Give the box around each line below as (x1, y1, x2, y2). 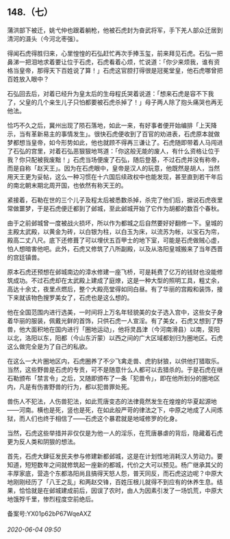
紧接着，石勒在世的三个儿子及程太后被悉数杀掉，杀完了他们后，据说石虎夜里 (7, 195, 223, 204)
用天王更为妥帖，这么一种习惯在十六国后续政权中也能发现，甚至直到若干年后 (7, 172, 223, 180)
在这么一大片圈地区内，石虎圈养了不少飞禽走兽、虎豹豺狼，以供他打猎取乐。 (7, 357, 223, 365)
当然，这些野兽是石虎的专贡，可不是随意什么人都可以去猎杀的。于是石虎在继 (7, 366, 223, 374)
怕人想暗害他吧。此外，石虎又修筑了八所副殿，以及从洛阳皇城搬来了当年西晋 (7, 244, 223, 252)
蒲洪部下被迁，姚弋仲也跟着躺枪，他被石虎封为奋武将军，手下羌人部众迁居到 (7, 26, 223, 34)
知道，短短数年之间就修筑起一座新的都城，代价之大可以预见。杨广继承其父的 (7, 460, 223, 468)
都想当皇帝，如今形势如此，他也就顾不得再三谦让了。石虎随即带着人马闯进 (12, 138, 223, 146)
